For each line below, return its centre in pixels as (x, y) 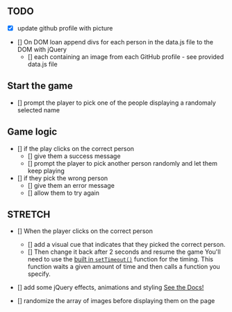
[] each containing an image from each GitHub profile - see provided (126, 57)
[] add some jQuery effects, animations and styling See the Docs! (110, 288)
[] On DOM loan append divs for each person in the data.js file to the (115, 42)
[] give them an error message (71, 185)
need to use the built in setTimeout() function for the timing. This (121, 259)
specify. (39, 274)
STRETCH (29, 214)
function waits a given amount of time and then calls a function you (124, 267)
